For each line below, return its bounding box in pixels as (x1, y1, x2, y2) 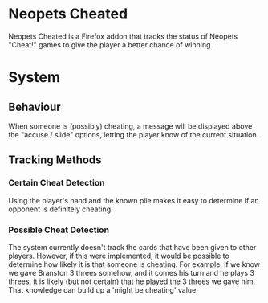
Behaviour (8, 100, 62, 113)
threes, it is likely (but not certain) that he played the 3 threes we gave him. (8, 276, 256, 286)
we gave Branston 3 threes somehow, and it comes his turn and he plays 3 (8, 268, 255, 277)
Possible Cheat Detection (8, 224, 110, 235)
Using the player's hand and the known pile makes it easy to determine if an (8, 195, 259, 205)
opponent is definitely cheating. (8, 204, 114, 214)
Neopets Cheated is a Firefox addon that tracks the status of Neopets (8, 31, 238, 41)
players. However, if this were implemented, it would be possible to (8, 251, 230, 260)
